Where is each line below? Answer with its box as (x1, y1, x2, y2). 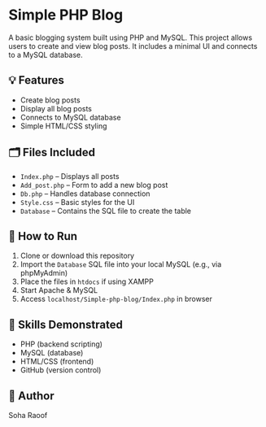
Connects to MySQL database (20, 112, 121, 122)
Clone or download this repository (20, 251, 135, 261)
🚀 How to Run (8, 229, 78, 243)
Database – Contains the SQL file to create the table (20, 206, 192, 216)
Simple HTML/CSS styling (20, 120, 107, 131)
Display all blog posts (20, 103, 92, 113)
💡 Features (8, 73, 65, 87)
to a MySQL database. (8, 50, 83, 59)
